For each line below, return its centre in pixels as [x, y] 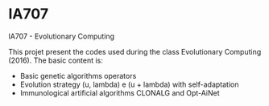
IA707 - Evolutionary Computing [62, 36]
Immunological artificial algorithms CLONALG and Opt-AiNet [120, 92]
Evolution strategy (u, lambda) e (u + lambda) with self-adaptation [129, 84]
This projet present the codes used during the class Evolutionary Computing [135, 51]
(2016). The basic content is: [56, 60]
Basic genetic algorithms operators [78, 75]
